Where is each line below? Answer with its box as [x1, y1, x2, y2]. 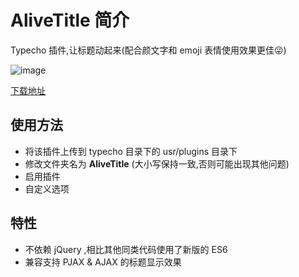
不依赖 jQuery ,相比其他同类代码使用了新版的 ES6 [24, 243, 228, 255]
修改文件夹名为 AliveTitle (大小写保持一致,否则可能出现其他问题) [24, 157, 290, 170]
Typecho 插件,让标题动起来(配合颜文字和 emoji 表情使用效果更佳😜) [10, 44, 287, 56]
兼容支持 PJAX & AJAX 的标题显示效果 [24, 256, 182, 268]
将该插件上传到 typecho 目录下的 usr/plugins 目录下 [24, 145, 238, 157]
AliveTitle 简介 [10, 9, 130, 32]
